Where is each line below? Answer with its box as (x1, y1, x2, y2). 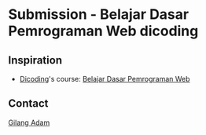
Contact (8, 97, 49, 111)
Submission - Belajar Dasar (8, 5, 189, 24)
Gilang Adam (8, 118, 50, 127)
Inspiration (8, 53, 63, 67)
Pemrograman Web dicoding (8, 22, 199, 40)
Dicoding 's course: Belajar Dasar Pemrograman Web (19, 75, 190, 83)
